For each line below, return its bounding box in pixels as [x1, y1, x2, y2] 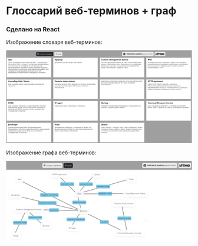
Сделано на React [6, 25, 60, 34]
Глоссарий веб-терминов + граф [6, 4, 177, 18]
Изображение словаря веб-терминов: [6, 38, 103, 46]
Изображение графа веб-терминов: [6, 149, 97, 156]
